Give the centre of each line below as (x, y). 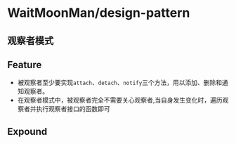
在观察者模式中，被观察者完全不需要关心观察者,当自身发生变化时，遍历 (120, 100)
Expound (27, 131)
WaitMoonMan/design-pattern (99, 13)
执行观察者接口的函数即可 (73, 109)
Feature (25, 65)
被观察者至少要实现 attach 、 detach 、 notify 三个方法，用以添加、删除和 (120, 83)
